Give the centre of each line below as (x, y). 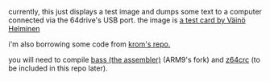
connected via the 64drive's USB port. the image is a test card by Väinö (127, 20)
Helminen (24, 28)
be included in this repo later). (58, 68)
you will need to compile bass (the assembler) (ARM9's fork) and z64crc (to (134, 60)
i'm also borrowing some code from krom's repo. (89, 44)
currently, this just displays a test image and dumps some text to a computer (135, 12)
